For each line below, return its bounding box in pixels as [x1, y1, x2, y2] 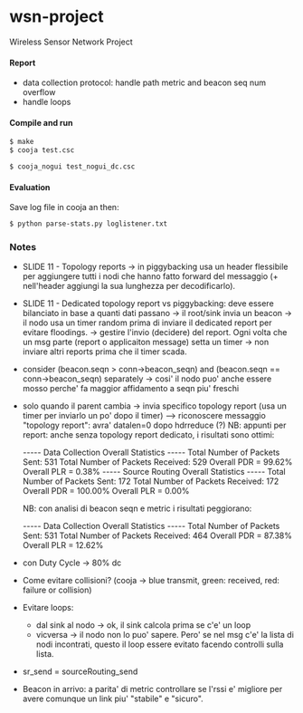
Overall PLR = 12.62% [22, 540, 104, 551]
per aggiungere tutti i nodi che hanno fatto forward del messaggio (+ [22, 271, 279, 282]
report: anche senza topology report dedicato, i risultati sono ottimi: [22, 429, 275, 440]
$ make [9, 138, 34, 147]
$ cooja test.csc [9, 146, 75, 155]
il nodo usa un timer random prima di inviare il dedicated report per [22, 317, 272, 328]
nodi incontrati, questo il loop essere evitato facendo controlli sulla [35, 639, 284, 650]
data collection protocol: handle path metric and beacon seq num [22, 77, 267, 88]
